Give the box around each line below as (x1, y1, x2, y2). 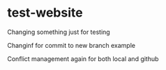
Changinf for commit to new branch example (7, 41, 136, 49)
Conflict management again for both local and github (7, 54, 159, 63)
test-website (7, 5, 83, 21)
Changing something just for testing (7, 28, 110, 36)
